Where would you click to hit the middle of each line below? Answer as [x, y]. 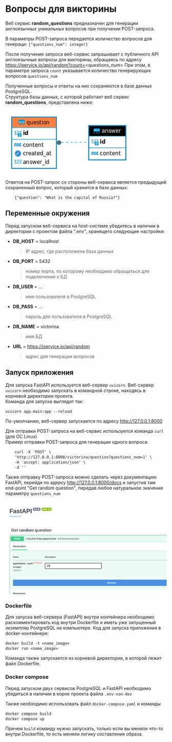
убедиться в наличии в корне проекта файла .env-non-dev [69, 694]
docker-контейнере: [27, 633]
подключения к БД [46, 276]
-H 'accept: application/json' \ [50, 462]
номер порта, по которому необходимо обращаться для [87, 271]
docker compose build [28, 714]
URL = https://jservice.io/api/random [51, 346]
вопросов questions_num [31, 76]
